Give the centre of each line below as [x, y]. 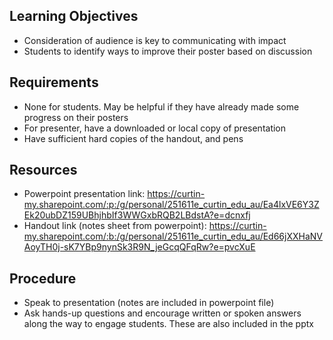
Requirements [54, 82]
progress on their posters [76, 117]
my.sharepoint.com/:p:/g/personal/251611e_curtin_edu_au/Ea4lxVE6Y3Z [171, 205]
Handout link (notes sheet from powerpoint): [115, 226]
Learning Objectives [74, 16]
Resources [43, 170]
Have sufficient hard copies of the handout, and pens [133, 138]
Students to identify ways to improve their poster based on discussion [168, 51]
